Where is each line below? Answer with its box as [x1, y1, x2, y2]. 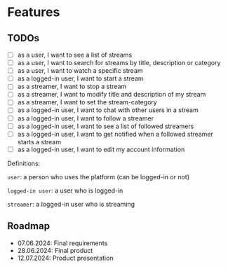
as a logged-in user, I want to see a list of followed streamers [17, 122, 194, 130]
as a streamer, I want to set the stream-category [17, 98, 158, 106]
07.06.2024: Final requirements [17, 239, 108, 247]
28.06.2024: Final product [17, 246, 93, 254]
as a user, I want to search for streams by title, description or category [17, 59, 221, 67]
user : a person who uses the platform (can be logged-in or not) [7, 172, 190, 181]
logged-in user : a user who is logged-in [7, 186, 123, 195]
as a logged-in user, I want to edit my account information [17, 145, 185, 153]
